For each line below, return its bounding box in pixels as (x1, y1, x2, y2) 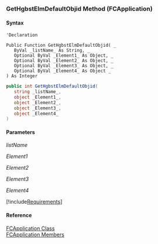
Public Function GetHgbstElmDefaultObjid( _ (6, 43, 116, 49)
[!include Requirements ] (6, 198, 63, 205)
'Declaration (6, 32, 38, 38)
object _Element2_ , (13, 99, 61, 105)
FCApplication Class (6, 225, 55, 232)
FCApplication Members (6, 231, 64, 238)
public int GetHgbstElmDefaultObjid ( (6, 84, 98, 90)
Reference (6, 212, 32, 219)
